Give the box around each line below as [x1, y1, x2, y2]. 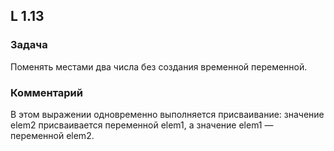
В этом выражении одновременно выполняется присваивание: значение [10, 108, 325, 120]
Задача [10, 38, 48, 52]
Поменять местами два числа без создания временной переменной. [10, 60, 308, 73]
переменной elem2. [10, 129, 95, 141]
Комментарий [10, 85, 83, 99]
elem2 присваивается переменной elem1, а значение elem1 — [10, 119, 274, 131]
